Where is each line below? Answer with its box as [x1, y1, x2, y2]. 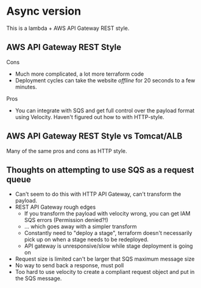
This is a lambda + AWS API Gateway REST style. [6, 24, 130, 32]
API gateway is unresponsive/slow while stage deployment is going [24, 242, 193, 250]
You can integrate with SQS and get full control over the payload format [15, 107, 195, 114]
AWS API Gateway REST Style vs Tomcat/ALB [6, 131, 183, 142]
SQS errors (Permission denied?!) [24, 217, 108, 224]
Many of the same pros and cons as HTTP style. [6, 147, 127, 154]
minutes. [15, 83, 38, 90]
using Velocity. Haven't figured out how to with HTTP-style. [15, 113, 164, 120]
